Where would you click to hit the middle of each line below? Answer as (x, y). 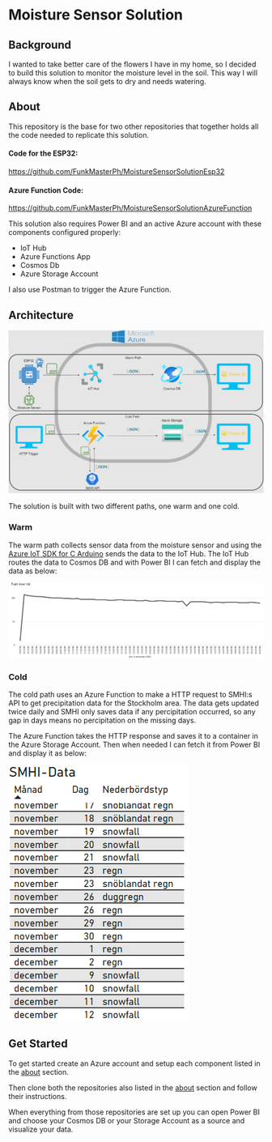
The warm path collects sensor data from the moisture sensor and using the (135, 545)
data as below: (33, 571)
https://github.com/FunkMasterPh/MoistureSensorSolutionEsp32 (117, 172)
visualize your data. (41, 1129)
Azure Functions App (55, 257)
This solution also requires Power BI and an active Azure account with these (135, 224)
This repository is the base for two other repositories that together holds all (134, 126)
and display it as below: (48, 753)
